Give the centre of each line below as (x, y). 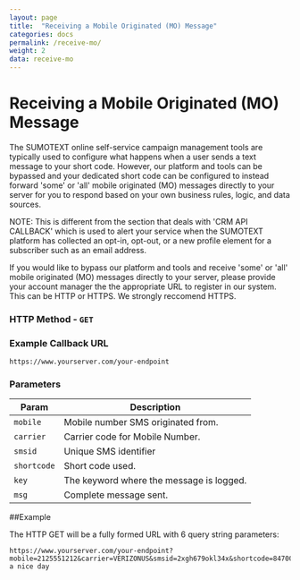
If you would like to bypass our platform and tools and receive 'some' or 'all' (149, 267)
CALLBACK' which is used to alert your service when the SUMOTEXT (136, 231)
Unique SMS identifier (110, 451)
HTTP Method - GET (51, 319)
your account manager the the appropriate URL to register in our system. (143, 286)
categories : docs (42, 34)
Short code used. (100, 466)
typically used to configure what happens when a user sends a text (133, 157)
